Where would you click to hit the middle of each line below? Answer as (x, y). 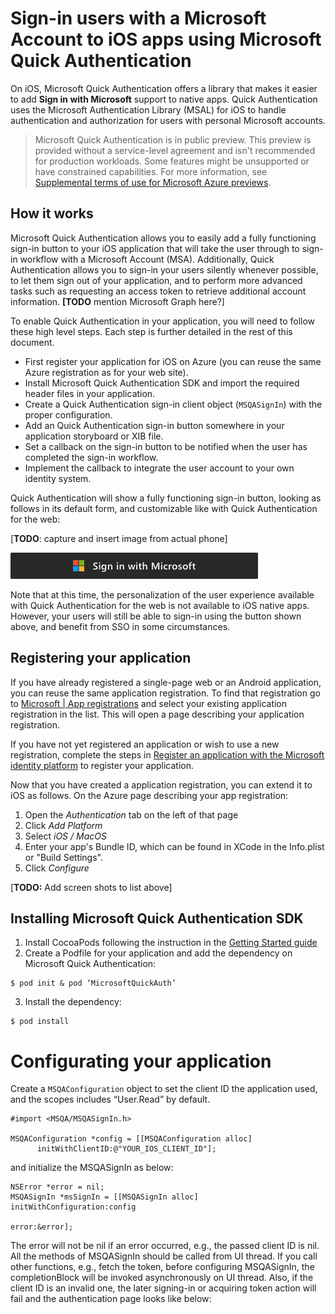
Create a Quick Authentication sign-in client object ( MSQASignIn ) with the (173, 404)
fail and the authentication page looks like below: (111, 1299)
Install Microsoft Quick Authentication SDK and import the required (162, 383)
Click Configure (57, 868)
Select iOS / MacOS (65, 836)
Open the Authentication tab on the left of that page (131, 814)
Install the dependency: (73, 1002)
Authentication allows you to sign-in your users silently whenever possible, (164, 269)
